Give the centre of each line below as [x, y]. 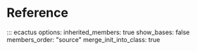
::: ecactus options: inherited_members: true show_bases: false [98, 32]
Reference [37, 13]
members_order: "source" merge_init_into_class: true [83, 39]
